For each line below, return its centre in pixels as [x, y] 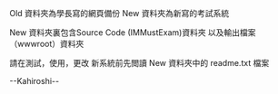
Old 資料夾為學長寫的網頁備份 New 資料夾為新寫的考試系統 [119, 13]
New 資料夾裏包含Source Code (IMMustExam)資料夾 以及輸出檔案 [133, 33]
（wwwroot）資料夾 [47, 44]
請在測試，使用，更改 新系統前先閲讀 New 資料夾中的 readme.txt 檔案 [139, 63]
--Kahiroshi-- [35, 81]
